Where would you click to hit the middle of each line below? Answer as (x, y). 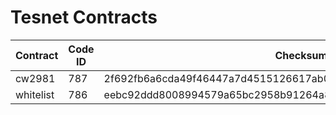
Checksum (301, 55)
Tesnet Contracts (84, 17)
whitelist (35, 94)
